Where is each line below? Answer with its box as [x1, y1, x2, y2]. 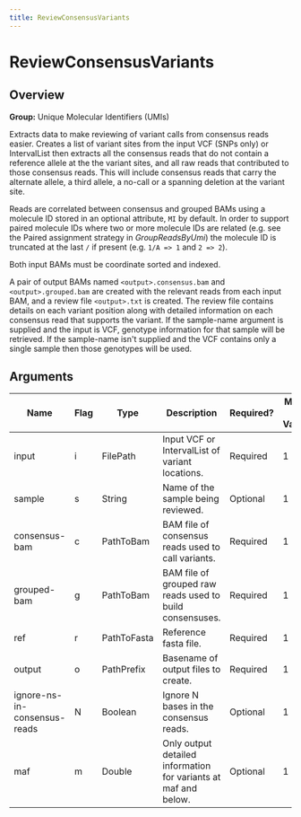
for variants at [162, 771, 221, 784]
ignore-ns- [13, 689, 63, 701]
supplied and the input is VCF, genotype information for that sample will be [9, 324, 286, 335]
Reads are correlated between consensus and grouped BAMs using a [9, 203, 266, 214]
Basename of [162, 652, 219, 664]
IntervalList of [162, 444, 221, 457]
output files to [162, 663, 221, 676]
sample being [162, 493, 219, 505]
